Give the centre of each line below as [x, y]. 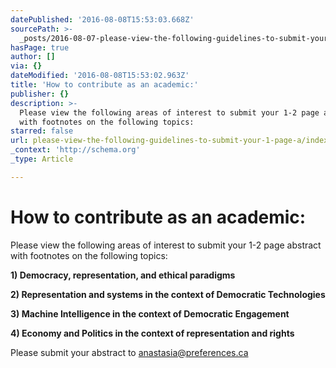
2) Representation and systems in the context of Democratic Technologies [168, 294]
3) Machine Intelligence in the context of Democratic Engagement [150, 313]
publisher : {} [40, 94]
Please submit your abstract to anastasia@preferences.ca [129, 352]
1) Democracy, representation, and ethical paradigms [123, 275]
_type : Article [42, 159]
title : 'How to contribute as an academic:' [104, 85]
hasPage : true [40, 47]
